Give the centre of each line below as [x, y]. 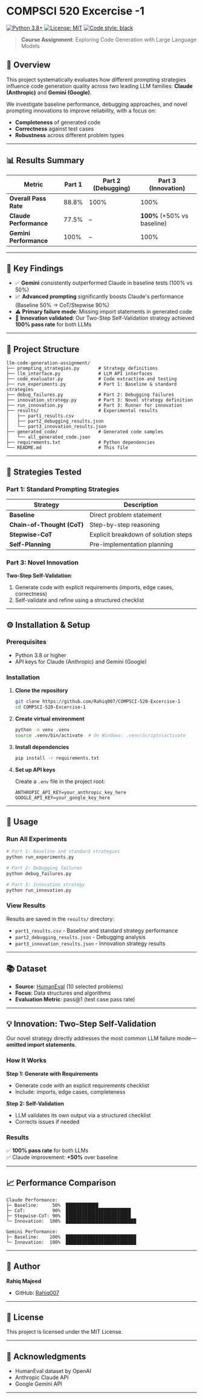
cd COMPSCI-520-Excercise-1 [50, 707]
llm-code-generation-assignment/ [48, 363]
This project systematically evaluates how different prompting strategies [96, 79]
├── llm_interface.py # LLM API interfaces [79, 374]
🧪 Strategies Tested [44, 472]
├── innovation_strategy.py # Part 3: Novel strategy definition [100, 400]
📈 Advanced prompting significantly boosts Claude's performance [99, 297]
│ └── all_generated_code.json [48, 437]
